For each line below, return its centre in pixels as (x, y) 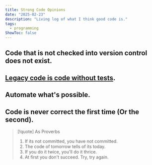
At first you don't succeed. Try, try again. (67, 157)
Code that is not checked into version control (76, 53)
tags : (11, 24)
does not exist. (29, 61)
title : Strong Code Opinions (35, 10)
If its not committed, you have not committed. (71, 141)
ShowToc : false (21, 33)
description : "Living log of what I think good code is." (66, 19)
